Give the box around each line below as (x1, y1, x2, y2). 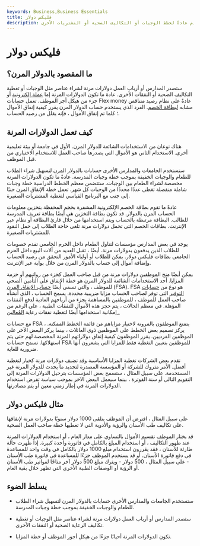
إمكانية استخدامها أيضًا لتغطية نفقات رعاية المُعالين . (7, 309, 120, 316)
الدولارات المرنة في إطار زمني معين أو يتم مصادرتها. (7, 382, 122, 389)
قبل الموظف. (7, 155, 36, 163)
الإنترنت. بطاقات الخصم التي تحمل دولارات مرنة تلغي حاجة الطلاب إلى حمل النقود (7, 223, 186, 230)
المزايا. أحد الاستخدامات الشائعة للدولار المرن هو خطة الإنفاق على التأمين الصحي (7, 277, 184, 284)
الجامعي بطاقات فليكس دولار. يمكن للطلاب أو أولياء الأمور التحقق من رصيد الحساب (7, 253, 191, 260)
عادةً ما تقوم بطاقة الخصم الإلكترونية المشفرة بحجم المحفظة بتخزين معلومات (7, 204, 177, 211)
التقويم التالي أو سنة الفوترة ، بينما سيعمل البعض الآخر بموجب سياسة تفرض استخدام (7, 376, 192, 383)
